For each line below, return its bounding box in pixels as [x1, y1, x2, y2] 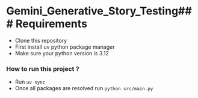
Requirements [15, 17, 87, 31]
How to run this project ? [6, 64, 79, 73]
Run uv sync [14, 78, 46, 85]
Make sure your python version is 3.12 [14, 49, 110, 57]
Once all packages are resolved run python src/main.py [14, 85, 153, 92]
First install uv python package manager [14, 43, 115, 51]
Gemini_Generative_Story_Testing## [6, 4, 193, 18]
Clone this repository [14, 37, 67, 44]
